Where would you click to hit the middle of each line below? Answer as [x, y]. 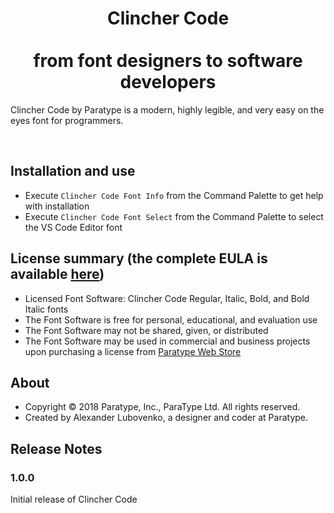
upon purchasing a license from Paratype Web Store [133, 351]
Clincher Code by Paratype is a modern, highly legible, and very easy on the [167, 109]
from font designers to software [168, 61]
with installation [57, 206]
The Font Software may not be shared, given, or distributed [146, 330]
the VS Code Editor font [73, 227]
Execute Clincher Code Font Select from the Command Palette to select [174, 216]
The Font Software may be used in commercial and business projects [167, 341]
